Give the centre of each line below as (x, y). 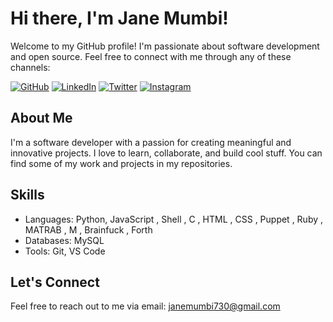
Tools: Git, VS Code (65, 251)
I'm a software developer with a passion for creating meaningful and (151, 142)
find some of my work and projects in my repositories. (121, 163)
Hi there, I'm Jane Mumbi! (119, 18)
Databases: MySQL (64, 240)
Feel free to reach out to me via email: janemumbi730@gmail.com (145, 306)
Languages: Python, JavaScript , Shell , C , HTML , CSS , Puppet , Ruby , (174, 219)
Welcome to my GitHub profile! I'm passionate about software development (165, 46)
